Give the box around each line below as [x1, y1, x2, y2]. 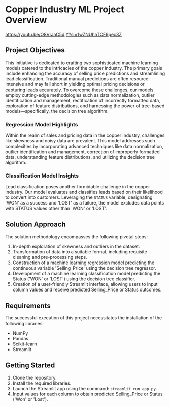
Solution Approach [5, 220, 66, 228]
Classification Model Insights [5, 172, 79, 179]
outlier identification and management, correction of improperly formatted [5, 149, 160, 155]
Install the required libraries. [12, 380, 72, 386]
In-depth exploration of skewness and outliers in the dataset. [12, 243, 140, 250]
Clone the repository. [12, 374, 57, 381]
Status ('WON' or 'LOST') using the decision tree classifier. [12, 276, 135, 282]
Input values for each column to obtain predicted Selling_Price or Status [12, 391, 163, 397]
